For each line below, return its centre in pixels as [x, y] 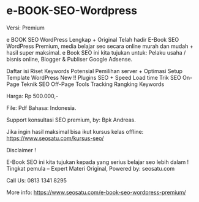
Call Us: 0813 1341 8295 [37, 180]
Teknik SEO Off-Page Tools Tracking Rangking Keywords [92, 84]
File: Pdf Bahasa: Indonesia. [41, 107]
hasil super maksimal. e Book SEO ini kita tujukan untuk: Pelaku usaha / [96, 52]
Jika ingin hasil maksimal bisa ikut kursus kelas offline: [75, 131]
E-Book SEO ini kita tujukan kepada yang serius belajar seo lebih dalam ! [98, 162]
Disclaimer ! [21, 150]
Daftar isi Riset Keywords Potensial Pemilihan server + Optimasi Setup [94, 71]
